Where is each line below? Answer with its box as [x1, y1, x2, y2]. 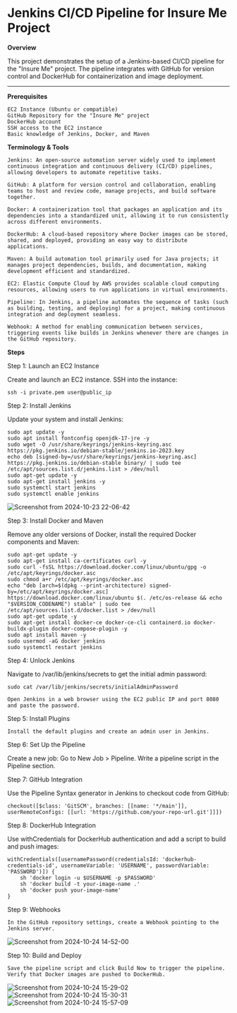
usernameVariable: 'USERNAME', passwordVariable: [61, 862, 210, 869]
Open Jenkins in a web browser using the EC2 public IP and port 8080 [7, 696, 219, 703]
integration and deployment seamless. [7, 310, 121, 318]
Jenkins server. [7, 925, 55, 932]
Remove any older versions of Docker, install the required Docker [7, 530, 196, 538]
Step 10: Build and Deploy [7, 951, 83, 959]
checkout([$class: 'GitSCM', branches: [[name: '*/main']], [7, 802, 188, 809]
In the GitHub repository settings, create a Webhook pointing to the [7, 918, 219, 926]
